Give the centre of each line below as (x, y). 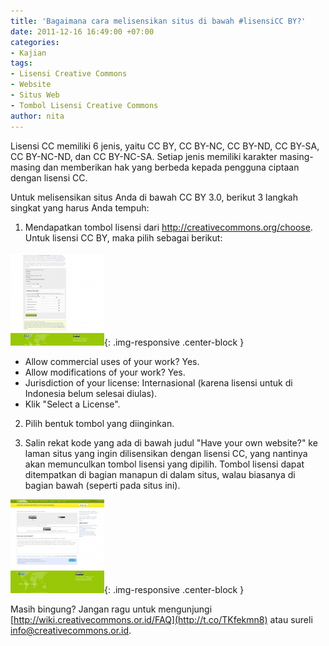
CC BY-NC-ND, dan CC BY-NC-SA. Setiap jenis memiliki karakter (144, 156)
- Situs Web (35, 95)
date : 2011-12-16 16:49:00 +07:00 (82, 31)
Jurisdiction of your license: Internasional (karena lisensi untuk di (158, 382)
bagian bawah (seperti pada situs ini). (102, 485)
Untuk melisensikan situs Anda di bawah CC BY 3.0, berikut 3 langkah (154, 197)
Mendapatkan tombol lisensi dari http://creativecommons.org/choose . (168, 227)
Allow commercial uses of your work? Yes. (112, 361)
